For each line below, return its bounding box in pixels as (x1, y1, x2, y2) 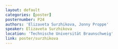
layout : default (5, 7, 40, 13)
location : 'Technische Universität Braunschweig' (5, 31, 114, 36)
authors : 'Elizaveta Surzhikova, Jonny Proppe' (5, 21, 109, 27)
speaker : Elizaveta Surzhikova (5, 27, 72, 32)
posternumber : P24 (5, 17, 45, 22)
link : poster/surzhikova (5, 36, 58, 41)
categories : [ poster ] (5, 12, 52, 17)
